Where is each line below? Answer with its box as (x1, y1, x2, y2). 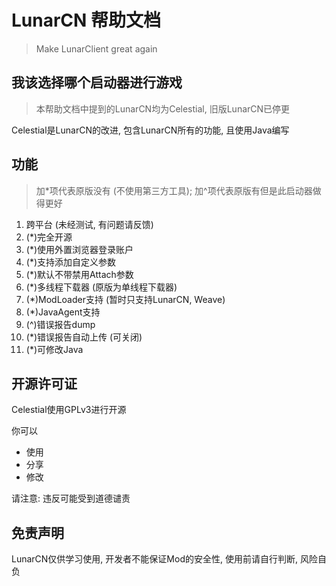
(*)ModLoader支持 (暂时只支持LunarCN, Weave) (25, 293, 226, 305)
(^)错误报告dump (25, 318, 96, 330)
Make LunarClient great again (35, 42, 158, 55)
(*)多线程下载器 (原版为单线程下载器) (25, 281, 178, 293)
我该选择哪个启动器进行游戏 (11, 74, 183, 91)
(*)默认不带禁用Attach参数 (25, 268, 134, 280)
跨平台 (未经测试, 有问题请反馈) (25, 218, 154, 230)
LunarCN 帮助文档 (11, 9, 162, 32)
